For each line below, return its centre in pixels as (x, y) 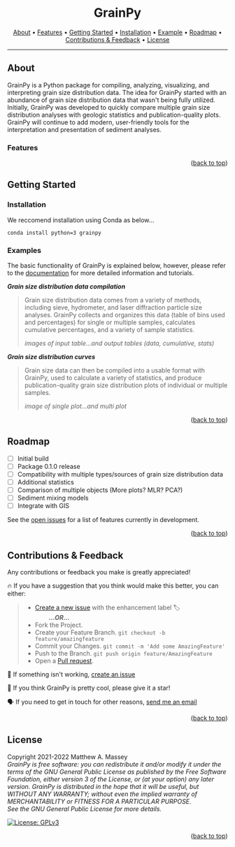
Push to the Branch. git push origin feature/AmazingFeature (124, 653)
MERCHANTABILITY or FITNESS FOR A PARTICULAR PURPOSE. (99, 801)
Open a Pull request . (64, 661)
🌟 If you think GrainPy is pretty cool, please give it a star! (89, 688)
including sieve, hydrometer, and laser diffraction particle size (113, 307)
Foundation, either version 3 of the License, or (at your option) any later (111, 779)
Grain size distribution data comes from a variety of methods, (113, 300)
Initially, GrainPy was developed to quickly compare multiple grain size (109, 107)
